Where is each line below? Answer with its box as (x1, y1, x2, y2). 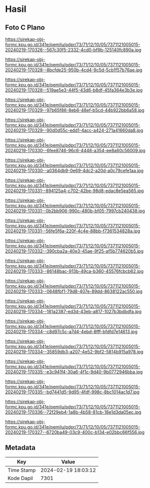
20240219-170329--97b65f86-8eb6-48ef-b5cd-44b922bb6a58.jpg (5, 108, 145, 113)
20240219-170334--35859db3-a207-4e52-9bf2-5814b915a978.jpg (5, 349, 144, 355)
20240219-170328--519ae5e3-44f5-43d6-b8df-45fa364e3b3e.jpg (5, 87, 143, 93)
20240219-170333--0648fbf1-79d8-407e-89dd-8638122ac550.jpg (5, 288, 143, 294)
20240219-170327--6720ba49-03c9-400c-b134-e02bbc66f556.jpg (5, 430, 145, 435)
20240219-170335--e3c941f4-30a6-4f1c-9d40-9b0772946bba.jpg (5, 369, 143, 375)
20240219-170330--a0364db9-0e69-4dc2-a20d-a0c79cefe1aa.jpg (5, 167, 144, 173)
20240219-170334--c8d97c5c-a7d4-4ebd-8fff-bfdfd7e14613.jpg (5, 328, 138, 334)
